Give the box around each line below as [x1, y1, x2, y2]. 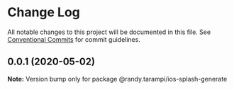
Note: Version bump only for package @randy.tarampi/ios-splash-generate [7, 74, 228, 83]
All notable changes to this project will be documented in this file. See [7, 28, 211, 36]
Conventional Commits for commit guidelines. [7, 35, 140, 43]
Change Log [7, 4, 80, 21]
